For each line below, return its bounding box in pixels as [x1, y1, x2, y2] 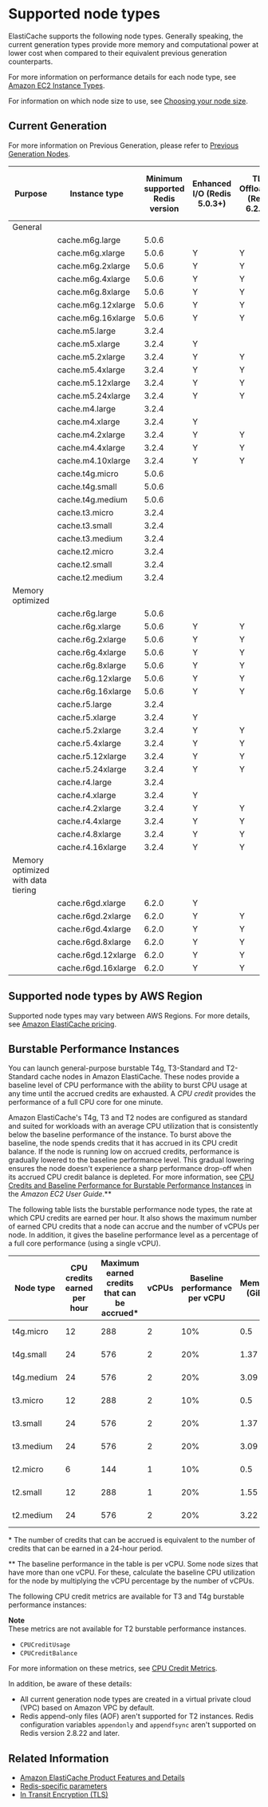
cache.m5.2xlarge [57, 351, 126, 362]
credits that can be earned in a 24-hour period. [8, 1543, 164, 1554]
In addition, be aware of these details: [8, 1679, 132, 1689]
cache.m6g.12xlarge [57, 299, 136, 310]
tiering [12, 884, 37, 896]
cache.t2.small [57, 558, 112, 570]
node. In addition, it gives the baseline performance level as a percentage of [8, 1230, 259, 1240]
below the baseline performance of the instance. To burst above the [8, 1130, 232, 1139]
